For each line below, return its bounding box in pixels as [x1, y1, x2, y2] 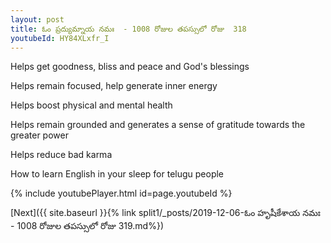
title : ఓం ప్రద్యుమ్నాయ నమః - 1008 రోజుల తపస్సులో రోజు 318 [10, 24, 247, 34]
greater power [10, 129, 69, 141]
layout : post [10, 14, 65, 25]
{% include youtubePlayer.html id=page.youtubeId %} [10, 187, 233, 200]
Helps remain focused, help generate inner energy [10, 80, 218, 92]
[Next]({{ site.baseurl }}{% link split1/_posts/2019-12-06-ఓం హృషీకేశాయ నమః [10, 207, 321, 219]
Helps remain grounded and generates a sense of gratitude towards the [10, 119, 306, 131]
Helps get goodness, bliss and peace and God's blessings [10, 61, 250, 73]
